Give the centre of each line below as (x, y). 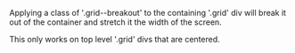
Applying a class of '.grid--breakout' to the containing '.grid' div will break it (148, 13)
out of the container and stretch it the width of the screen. (116, 22)
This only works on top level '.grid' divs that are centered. (115, 39)
